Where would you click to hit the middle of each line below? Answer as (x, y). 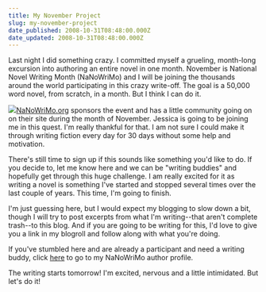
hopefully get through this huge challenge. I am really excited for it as (121, 176)
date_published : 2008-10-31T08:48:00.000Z (79, 30)
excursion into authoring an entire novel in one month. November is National (133, 69)
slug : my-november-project (53, 23)
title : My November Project (55, 15)
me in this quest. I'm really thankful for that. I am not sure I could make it (126, 127)
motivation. (27, 144)
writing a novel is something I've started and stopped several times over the (132, 185)
